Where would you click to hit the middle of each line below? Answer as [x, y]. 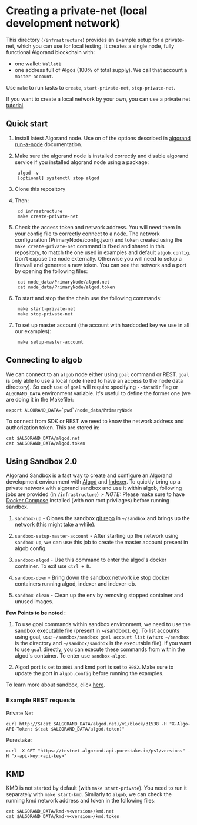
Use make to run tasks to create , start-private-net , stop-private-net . [91, 87]
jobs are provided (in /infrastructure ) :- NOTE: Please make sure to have [96, 494]
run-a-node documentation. [48, 144]
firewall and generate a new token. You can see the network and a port [101, 265]
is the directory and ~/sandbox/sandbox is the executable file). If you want [103, 643]
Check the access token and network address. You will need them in [98, 227]
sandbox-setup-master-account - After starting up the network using [96, 536]
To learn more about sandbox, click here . [56, 685]
